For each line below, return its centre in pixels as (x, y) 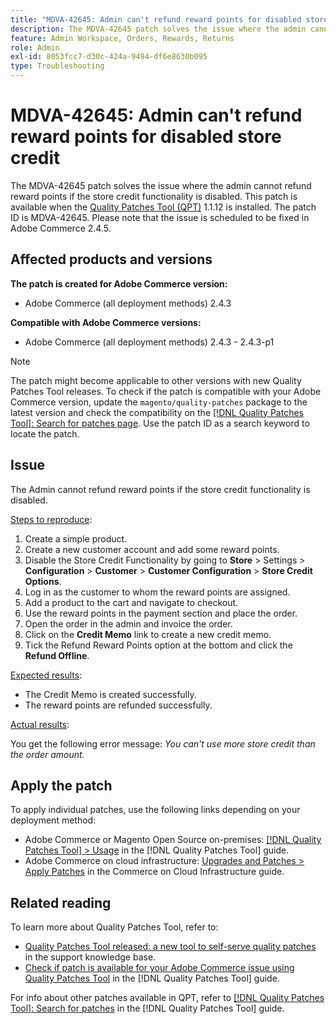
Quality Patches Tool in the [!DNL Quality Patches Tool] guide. (152, 978)
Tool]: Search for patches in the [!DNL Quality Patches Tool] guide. (147, 1008)
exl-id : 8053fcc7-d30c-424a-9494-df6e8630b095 (109, 57)
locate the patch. (45, 433)
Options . (43, 581)
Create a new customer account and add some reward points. (152, 549)
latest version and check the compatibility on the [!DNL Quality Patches (157, 412)
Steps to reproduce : (51, 519)
